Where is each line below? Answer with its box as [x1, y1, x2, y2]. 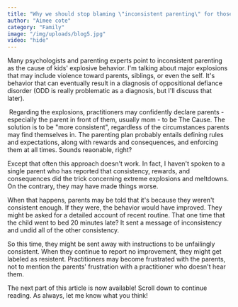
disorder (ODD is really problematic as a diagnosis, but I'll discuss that [7, 87, 212, 95]
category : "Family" [7, 23, 65, 31]
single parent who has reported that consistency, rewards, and [7, 167, 190, 176]
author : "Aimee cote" [7, 17, 72, 24]
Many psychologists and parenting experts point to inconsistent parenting [7, 56, 223, 65]
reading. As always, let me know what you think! [7, 291, 149, 300]
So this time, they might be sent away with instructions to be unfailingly [7, 239, 215, 249]
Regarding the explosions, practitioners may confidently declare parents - [8, 108, 225, 117]
